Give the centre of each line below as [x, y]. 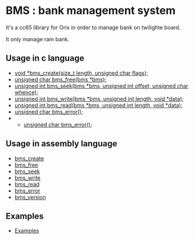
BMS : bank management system [91, 11]
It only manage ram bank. [38, 39]
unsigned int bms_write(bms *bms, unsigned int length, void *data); [99, 98]
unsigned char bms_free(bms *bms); [60, 79]
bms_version [30, 197]
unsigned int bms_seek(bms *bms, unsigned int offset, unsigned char [101, 86]
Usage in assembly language [62, 144]
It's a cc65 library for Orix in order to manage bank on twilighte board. [93, 27]
